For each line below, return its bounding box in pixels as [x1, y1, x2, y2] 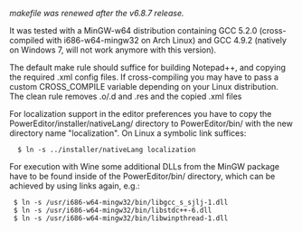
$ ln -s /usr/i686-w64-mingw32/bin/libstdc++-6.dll [13, 206, 212, 215]
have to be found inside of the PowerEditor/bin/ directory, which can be [9, 171, 276, 181]
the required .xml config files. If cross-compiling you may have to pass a [9, 72, 278, 82]
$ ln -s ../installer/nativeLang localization [17, 145, 196, 154]
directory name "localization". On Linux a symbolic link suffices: [9, 128, 247, 139]
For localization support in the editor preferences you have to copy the [9, 109, 272, 119]
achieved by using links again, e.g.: [9, 180, 140, 191]
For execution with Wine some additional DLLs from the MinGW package [9, 161, 280, 171]
